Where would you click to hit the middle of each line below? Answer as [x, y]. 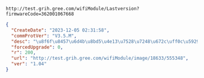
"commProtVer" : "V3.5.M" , [44, 36]
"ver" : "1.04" [29, 64]
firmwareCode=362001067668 [40, 14]
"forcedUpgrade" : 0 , [37, 47]
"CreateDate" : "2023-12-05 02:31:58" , [61, 30]
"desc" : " [23, 41]
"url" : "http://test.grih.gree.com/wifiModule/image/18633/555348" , [100, 58]
